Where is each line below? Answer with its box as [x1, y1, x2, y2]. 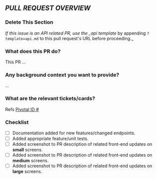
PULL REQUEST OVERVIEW [5, 4, 91, 12]
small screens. [12, 147, 43, 153]
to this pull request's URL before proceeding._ [39, 35, 134, 41]
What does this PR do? [5, 48, 61, 55]
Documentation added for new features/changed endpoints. [12, 130, 136, 136]
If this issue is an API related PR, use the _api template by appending [5, 30, 146, 36]
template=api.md [5, 36, 39, 41]
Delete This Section [5, 19, 54, 26]
